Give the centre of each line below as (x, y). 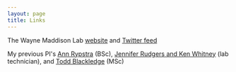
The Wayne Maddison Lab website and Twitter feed (82, 40)
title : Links (26, 20)
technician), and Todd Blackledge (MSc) (66, 61)
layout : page (26, 14)
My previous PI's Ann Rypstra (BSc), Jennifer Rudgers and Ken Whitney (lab (118, 54)
